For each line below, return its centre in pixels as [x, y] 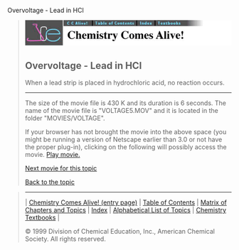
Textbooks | [42, 218]
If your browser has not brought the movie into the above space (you [126, 132]
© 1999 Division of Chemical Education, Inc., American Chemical [120, 232]
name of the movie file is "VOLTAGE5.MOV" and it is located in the [121, 111]
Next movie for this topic [61, 168]
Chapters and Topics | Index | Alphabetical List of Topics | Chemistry [125, 210]
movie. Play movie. [52, 155]
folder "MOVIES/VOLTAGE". [65, 118]
